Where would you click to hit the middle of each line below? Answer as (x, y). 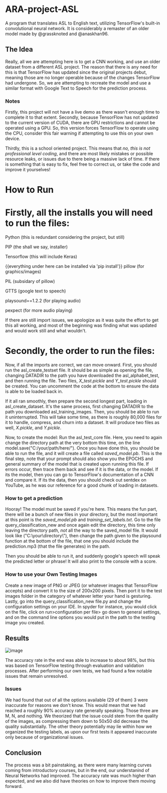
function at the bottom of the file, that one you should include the (72, 541)
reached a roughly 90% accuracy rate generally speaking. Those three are (82, 710)
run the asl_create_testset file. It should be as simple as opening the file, (79, 370)
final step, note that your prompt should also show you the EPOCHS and (79, 459)
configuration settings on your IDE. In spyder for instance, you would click (81, 606)
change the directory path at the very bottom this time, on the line (73, 443)
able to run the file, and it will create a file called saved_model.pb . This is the (84, 454)
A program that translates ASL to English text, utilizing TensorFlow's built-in (83, 23)
